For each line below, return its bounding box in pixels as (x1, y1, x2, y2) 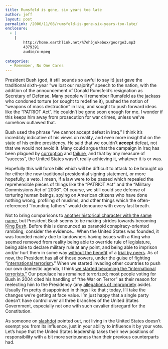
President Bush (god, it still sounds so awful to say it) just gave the (5, 77, 143, 83)
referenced (5, 203, 29, 209)
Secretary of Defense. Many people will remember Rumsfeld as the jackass (5, 93, 161, 99)
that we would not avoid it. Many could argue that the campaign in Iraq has (5, 145, 159, 151)
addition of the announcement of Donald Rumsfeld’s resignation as (5, 88, 143, 94)
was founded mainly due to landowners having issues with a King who (5, 234, 150, 240)
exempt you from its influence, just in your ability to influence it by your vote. (5, 323, 163, 329)
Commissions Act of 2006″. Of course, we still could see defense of (5, 187, 146, 193)
